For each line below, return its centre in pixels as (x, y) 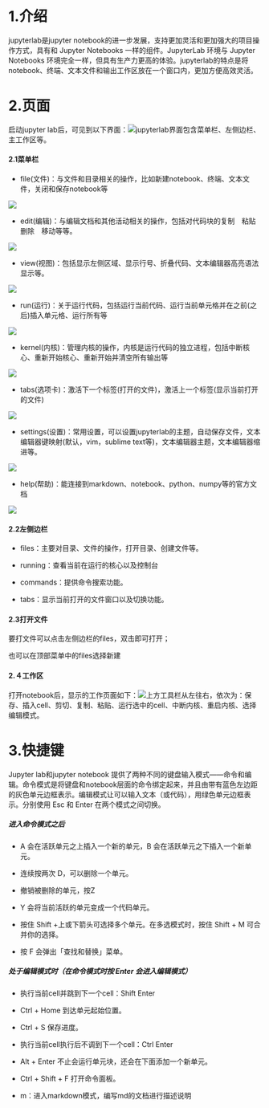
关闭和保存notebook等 (71, 189)
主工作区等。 (29, 139)
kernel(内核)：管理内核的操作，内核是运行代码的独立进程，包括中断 (131, 348)
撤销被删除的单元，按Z (57, 890)
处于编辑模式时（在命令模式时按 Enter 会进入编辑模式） (100, 972)
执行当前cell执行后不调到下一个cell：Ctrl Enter (96, 1044)
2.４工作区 (26, 676)
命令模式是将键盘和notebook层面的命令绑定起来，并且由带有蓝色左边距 (140, 784)
